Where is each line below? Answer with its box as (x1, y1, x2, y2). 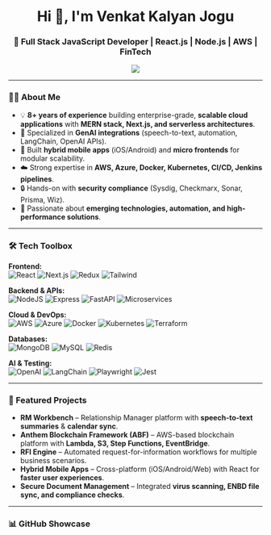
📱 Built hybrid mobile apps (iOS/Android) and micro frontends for (19, 144, 240, 154)
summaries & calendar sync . (19, 421, 119, 431)
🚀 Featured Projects (8, 395, 87, 406)
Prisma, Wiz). (19, 194, 65, 204)
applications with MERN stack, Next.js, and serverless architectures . (19, 119, 256, 128)
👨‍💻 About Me (8, 92, 60, 103)
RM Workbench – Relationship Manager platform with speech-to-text (19, 413, 253, 423)
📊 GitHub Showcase (8, 518, 91, 529)
